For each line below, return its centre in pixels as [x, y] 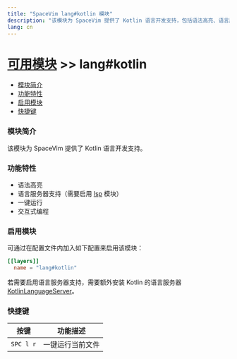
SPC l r [24, 344]
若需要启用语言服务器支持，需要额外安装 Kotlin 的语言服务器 [95, 282]
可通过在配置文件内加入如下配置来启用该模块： [75, 248]
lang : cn [20, 27]
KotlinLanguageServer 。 [43, 291]
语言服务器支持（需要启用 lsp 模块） [70, 193]
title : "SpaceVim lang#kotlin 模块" [60, 14]
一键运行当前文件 [72, 345]
